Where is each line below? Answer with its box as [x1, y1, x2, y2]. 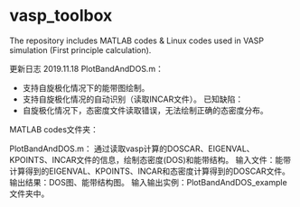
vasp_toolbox [9, 5, 113, 26]
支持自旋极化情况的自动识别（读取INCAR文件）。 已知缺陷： [22, 94, 244, 104]
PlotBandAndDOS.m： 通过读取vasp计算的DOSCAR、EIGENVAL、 [9, 143, 255, 154]
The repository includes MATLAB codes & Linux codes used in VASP [9, 35, 265, 46]
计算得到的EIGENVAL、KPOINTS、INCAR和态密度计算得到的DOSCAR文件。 [9, 166, 291, 176]
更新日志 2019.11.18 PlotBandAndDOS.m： [9, 63, 164, 74]
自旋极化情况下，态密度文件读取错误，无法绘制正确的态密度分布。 [22, 104, 268, 115]
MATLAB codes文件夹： [9, 123, 99, 135]
